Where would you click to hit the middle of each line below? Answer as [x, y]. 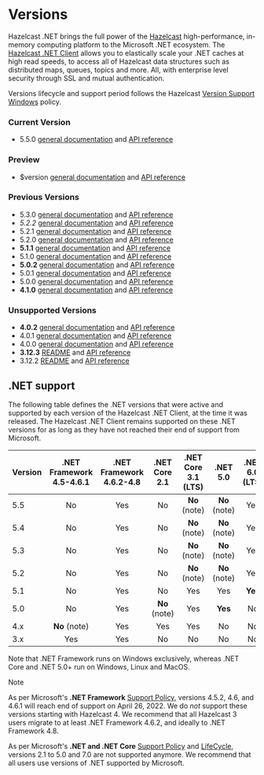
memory [22, 44]
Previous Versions [44, 197]
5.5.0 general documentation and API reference [96, 139]
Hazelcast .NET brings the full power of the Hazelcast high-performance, [126, 36]
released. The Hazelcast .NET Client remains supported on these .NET [122, 421]
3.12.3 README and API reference [75, 353]
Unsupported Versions [52, 310]
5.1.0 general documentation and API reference [95, 256]
